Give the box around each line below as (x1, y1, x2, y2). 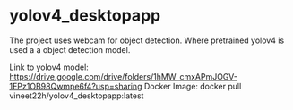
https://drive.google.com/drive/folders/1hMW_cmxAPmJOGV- (9, 71, 237, 81)
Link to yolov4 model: (9, 62, 90, 72)
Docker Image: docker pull (143, 80, 242, 91)
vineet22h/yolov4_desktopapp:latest (9, 90, 144, 101)
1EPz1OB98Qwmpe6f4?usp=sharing (9, 80, 142, 91)
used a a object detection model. (9, 44, 131, 55)
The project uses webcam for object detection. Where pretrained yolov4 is (9, 35, 285, 46)
